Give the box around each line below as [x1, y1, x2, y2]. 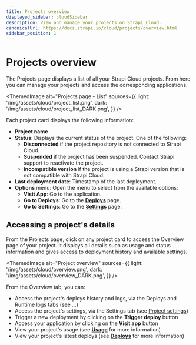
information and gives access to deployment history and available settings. [6, 248, 188, 255]
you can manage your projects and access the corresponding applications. [6, 82, 188, 89]
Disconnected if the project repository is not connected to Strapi [23, 140, 181, 148]
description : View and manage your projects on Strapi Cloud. [6, 19, 162, 25]
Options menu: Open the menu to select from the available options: [14, 185, 178, 192]
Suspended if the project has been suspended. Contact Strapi [23, 153, 175, 160]
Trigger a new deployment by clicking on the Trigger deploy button [14, 313, 178, 320]
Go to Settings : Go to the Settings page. [23, 203, 122, 210]
